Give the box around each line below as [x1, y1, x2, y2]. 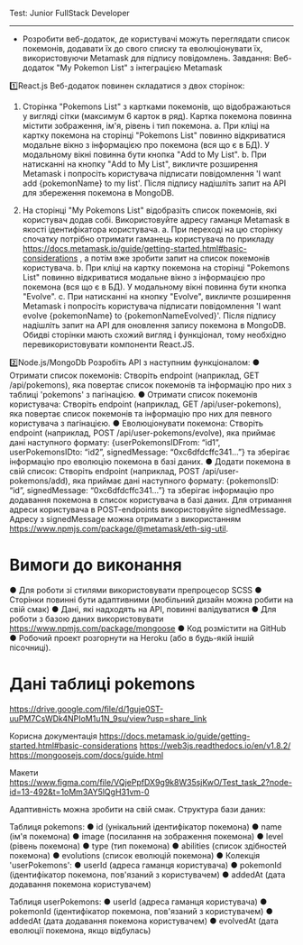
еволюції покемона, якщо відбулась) [9, 924, 151, 936]
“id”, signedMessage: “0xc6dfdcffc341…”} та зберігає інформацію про [9, 485, 275, 495]
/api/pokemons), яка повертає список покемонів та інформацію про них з [9, 380, 292, 390]
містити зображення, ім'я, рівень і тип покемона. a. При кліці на [22, 121, 271, 131]
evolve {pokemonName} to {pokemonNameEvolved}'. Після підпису [22, 310, 277, 321]
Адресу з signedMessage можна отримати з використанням [9, 514, 242, 524]
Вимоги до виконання [9, 555, 182, 575]
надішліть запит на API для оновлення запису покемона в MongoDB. [22, 320, 287, 330]
